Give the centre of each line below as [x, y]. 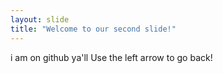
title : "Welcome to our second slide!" [93, 29]
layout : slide [40, 19]
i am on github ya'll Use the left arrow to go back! [111, 57]
